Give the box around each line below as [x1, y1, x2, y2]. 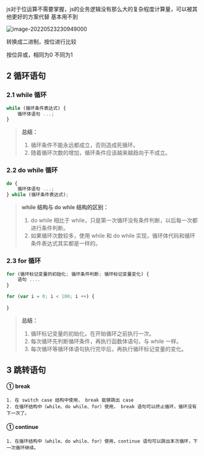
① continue [6, 423, 39, 430]
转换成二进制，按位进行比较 [6, 38, 77, 45]
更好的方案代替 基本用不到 [11, 13, 78, 20]
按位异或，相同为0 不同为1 [6, 51, 73, 58]
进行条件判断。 [30, 224, 69, 232]
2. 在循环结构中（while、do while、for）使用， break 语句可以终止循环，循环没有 [6, 404, 197, 410]
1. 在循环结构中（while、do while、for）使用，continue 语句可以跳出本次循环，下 [6, 438, 198, 444]
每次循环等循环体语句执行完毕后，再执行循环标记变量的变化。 [30, 345, 187, 352]
